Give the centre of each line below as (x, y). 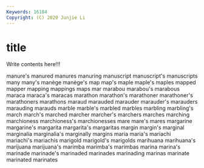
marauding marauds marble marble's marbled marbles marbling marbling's (100, 108)
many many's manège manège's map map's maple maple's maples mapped (101, 82)
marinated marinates (32, 160)
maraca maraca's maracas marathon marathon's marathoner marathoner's (100, 95)
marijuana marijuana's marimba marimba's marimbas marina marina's (93, 147)
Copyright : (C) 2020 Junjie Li (46, 18)
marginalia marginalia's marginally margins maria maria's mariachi (89, 134)
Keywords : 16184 (27, 12)
